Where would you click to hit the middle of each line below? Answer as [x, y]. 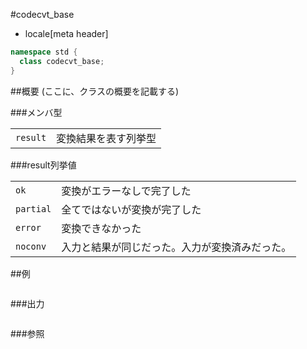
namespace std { [44, 52]
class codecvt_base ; [62, 61]
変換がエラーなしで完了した [126, 191]
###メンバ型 [36, 112]
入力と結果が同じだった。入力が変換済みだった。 [176, 247]
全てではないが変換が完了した [131, 209]
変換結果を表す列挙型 [106, 138]
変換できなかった [101, 228]
